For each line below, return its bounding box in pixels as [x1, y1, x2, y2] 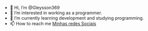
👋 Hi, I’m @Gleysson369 [9, 5, 60, 10]
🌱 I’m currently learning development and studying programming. [9, 15, 144, 21]
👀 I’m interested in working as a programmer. [9, 10, 102, 16]
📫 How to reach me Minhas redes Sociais [9, 21, 96, 27]
